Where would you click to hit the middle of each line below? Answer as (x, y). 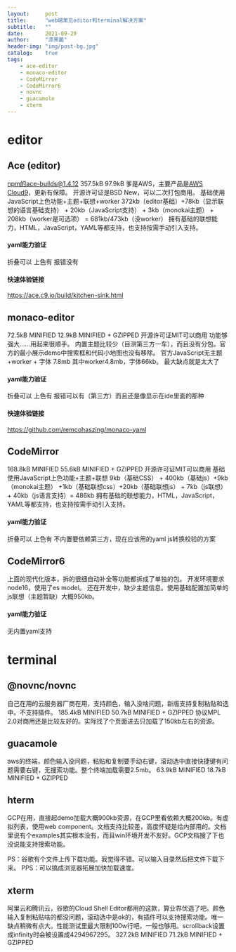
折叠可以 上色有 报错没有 (43, 262)
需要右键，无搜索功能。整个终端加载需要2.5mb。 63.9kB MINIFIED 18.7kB (119, 770)
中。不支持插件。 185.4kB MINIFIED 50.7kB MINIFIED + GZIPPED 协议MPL (114, 712)
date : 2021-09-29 (42, 33)
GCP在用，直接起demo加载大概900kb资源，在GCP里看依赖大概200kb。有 (115, 818)
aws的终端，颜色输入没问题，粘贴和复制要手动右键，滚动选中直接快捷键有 (115, 761)
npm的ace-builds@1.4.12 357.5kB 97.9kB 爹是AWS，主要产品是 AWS (105, 183)
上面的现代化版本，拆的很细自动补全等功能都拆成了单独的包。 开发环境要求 (116, 579)
